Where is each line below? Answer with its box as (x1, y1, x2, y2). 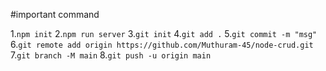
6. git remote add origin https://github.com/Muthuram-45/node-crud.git (10, 39, 314, 50)
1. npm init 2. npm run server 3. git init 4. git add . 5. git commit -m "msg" (10, 28, 318, 39)
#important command (10, 9, 100, 20)
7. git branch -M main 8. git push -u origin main (10, 49, 212, 61)
